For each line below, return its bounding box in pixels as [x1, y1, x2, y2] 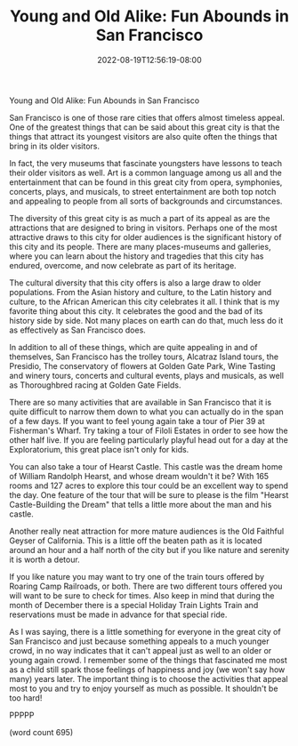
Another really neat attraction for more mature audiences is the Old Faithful [9, 525, 285, 536]
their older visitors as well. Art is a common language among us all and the [9, 167, 282, 178]
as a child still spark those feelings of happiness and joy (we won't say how [9, 664, 286, 675]
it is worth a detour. [9, 554, 80, 565]
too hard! [9, 692, 43, 703]
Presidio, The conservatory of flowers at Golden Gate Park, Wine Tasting [9, 360, 276, 371]
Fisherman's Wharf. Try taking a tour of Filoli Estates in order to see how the [9, 425, 288, 436]
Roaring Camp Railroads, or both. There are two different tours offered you [9, 581, 283, 591]
